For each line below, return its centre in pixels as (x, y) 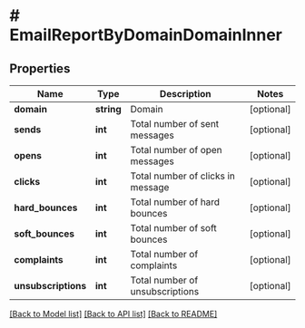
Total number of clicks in (183, 176)
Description (185, 94)
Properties (40, 68)
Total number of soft (174, 228)
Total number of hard (175, 202)
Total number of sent (175, 124)
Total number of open (176, 150)
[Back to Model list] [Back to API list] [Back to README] (113, 314)
